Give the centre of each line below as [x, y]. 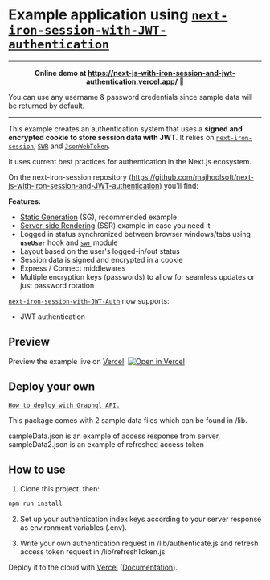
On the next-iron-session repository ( [70, 177]
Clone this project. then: [60, 489]
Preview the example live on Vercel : [67, 361]
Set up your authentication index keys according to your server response [141, 519]
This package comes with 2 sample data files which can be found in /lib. [128, 420]
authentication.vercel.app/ [132, 81]
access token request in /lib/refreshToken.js [92, 552]
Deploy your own [51, 387]
